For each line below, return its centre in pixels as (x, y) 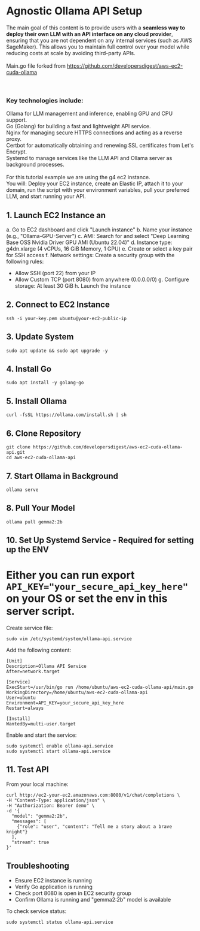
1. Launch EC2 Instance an (56, 215)
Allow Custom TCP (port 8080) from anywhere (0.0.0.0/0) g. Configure (102, 279)
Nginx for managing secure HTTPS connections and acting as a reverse (94, 132)
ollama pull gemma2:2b (34, 522)
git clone (19, 447)
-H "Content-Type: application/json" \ (56, 800)
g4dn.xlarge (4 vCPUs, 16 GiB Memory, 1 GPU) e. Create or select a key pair (99, 249)
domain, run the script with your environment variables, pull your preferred (98, 190)
